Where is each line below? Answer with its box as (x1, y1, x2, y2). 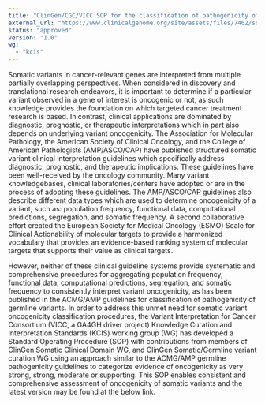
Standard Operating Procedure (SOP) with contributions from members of (8, 337, 248, 346)
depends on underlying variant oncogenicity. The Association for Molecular (8, 129, 254, 138)
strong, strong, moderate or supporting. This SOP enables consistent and (8, 370, 246, 380)
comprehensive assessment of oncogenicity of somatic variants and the (8, 379, 243, 387)
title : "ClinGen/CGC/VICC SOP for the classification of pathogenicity (8, 11, 248, 20)
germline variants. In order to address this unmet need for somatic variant (8, 303, 248, 312)
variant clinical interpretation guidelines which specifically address (8, 154, 225, 163)
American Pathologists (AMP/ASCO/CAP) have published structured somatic (8, 145, 256, 155)
